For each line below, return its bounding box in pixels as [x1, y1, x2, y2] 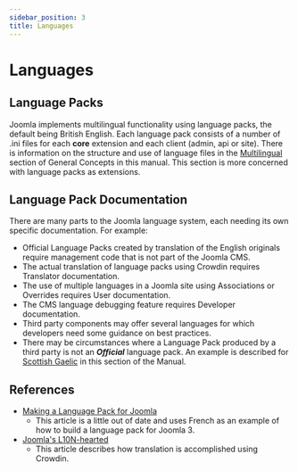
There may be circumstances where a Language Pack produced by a [21, 337, 277, 348]
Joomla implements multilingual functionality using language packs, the [9, 119, 272, 129]
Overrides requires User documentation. [21, 290, 171, 301]
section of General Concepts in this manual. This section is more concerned [9, 157, 288, 168]
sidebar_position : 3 [9, 12, 87, 22]
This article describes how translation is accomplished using [35, 443, 259, 455]
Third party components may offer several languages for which [21, 318, 255, 329]
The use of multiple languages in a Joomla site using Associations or [21, 280, 275, 291]
